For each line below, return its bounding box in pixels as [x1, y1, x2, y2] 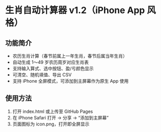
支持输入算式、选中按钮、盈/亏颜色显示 [12, 66, 94, 71]
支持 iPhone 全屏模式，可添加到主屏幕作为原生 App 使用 [12, 78, 129, 84]
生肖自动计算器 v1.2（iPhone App [5, 5, 145, 16]
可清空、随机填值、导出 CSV [12, 72, 72, 78]
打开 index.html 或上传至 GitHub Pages [12, 108, 93, 114]
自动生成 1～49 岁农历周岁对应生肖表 [12, 59, 89, 65]
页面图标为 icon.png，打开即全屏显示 [12, 121, 90, 127]
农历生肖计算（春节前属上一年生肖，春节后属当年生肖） [12, 53, 127, 59]
